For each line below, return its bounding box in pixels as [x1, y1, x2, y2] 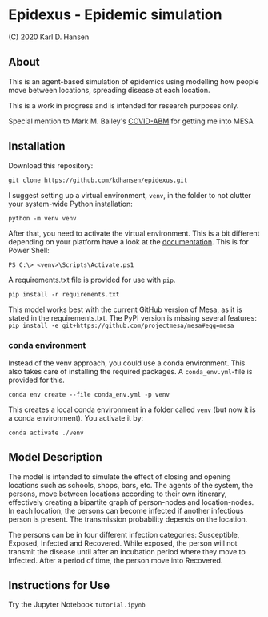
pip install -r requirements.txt [8, 290, 120, 298]
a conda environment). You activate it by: [8, 413, 144, 422]
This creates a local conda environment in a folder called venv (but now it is [8, 405, 256, 414]
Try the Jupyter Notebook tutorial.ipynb [8, 599, 146, 610]
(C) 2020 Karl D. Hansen [8, 32, 90, 42]
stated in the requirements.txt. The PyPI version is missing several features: [8, 313, 258, 322]
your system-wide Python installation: [8, 199, 134, 208]
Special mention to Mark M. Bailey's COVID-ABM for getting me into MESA [8, 116, 254, 126]
